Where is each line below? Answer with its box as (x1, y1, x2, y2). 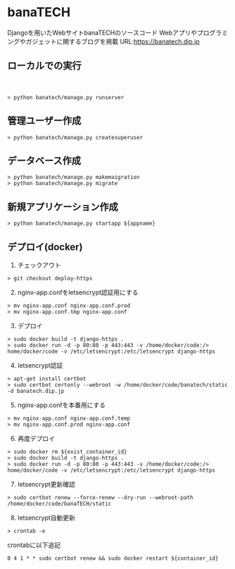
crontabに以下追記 (7, 541, 61, 549)
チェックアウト (17, 261, 61, 269)
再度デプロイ (17, 434, 55, 442)
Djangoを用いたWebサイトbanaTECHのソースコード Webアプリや (7, 28, 198, 37)
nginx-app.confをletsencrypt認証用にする (17, 288, 139, 296)
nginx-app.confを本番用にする (17, 401, 106, 409)
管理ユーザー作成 (7, 115, 82, 127)
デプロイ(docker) (7, 241, 83, 253)
